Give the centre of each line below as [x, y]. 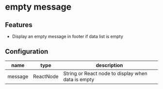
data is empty [79, 79]
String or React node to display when [105, 73]
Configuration [27, 52]
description [109, 65]
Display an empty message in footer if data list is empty [68, 36]
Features [19, 25]
